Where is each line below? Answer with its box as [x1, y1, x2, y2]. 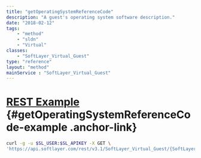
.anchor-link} [69, 120, 138, 134]
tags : [6, 25, 20, 32]
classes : [6, 48, 28, 54]
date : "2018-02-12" [6, 20, 55, 26]
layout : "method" [6, 64, 50, 70]
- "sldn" [17, 36, 39, 42]
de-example [6, 120, 68, 134]
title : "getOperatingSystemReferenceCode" [6, 8, 114, 15]
